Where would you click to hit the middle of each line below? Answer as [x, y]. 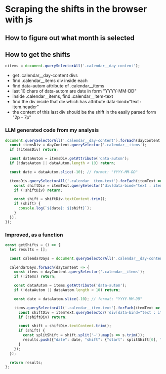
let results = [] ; [29, 249]
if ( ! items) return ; [35, 277]
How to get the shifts [38, 55]
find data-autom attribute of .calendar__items [58, 86]
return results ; [26, 362]
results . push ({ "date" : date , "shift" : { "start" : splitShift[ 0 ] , [90, 340]
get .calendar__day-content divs [45, 76]
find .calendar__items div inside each [50, 81]
